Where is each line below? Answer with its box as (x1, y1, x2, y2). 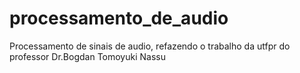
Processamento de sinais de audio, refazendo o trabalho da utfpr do (9, 40, 291, 52)
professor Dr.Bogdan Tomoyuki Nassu (9, 50, 166, 62)
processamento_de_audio (9, 7, 229, 30)
